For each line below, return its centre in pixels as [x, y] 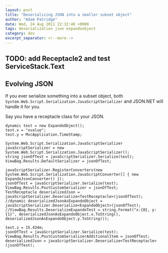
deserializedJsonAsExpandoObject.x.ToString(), [70, 215]
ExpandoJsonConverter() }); [35, 179]
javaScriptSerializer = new [35, 148]
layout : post [19, 10]
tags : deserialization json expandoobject [50, 29]
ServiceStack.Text [35, 67]
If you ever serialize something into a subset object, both [64, 96]
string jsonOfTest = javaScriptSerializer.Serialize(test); [70, 157]
